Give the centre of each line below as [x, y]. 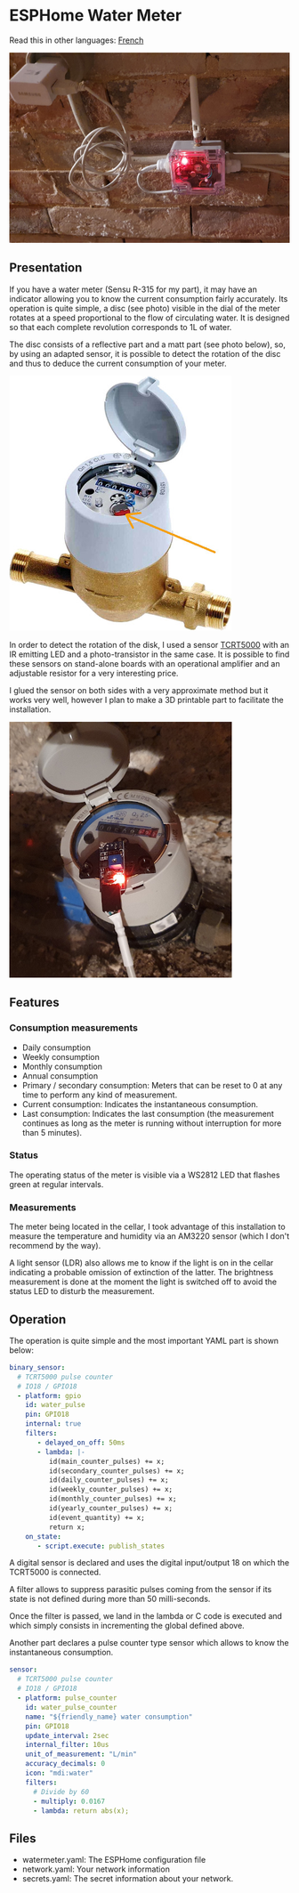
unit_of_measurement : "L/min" [81, 1754]
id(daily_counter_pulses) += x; [109, 1480]
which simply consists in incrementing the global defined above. [127, 1626]
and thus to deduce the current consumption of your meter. [118, 363]
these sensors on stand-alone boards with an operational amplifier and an [145, 663]
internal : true [53, 1424]
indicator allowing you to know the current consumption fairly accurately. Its [149, 298]
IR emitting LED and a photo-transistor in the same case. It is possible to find [149, 654]
